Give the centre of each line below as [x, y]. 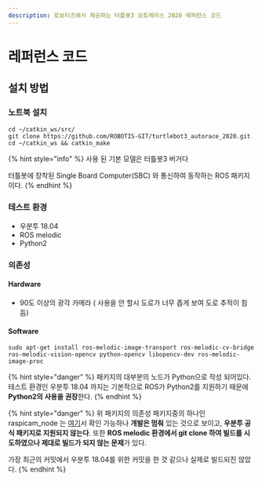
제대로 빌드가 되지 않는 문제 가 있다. [94, 443]
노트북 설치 [28, 112]
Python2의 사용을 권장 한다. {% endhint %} [75, 397]
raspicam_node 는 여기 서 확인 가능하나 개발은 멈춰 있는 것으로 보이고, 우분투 [126, 423]
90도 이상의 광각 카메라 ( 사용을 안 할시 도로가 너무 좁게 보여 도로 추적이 [129, 303]
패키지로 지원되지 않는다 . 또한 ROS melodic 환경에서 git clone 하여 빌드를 [129, 433]
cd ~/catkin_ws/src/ [42, 129]
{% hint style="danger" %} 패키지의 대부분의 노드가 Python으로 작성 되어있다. [130, 377]
